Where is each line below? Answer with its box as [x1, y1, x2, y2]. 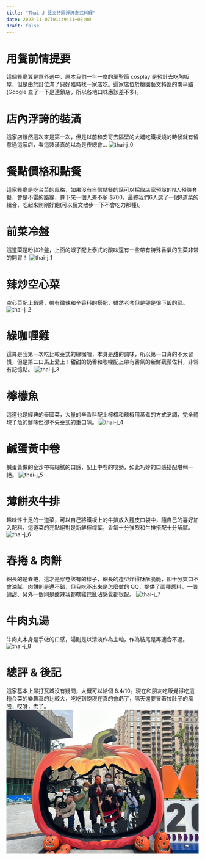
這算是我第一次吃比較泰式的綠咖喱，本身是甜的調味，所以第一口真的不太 [6, 351, 188, 357]
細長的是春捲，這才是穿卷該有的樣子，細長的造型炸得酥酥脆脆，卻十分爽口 [6, 575, 193, 583]
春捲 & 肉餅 [6, 554, 62, 567]
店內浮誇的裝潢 [6, 112, 82, 126]
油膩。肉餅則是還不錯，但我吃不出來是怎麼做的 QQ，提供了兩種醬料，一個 [11, 583, 198, 590]
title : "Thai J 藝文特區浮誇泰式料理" [6, 10, 96, 16]
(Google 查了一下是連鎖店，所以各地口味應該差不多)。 [6, 89, 142, 96]
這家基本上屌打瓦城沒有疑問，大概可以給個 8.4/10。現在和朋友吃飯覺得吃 [6, 687, 189, 694]
